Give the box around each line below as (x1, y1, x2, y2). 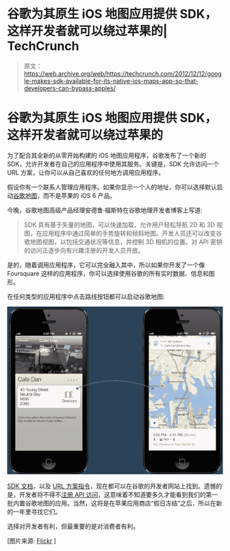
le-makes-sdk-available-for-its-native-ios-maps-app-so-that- (23, 77, 199, 85)
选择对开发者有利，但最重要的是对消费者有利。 (7, 522, 139, 530)
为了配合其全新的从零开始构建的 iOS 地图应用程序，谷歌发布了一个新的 (7, 151, 207, 159)
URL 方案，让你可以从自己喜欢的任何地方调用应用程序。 (7, 168, 165, 177)
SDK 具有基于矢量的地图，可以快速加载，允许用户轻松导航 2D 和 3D (23, 220, 216, 229)
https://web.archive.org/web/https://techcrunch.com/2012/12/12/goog (23, 69, 222, 77)
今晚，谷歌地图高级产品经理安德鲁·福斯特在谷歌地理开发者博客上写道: (7, 206, 203, 214)
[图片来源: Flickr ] (7, 537, 57, 545)
